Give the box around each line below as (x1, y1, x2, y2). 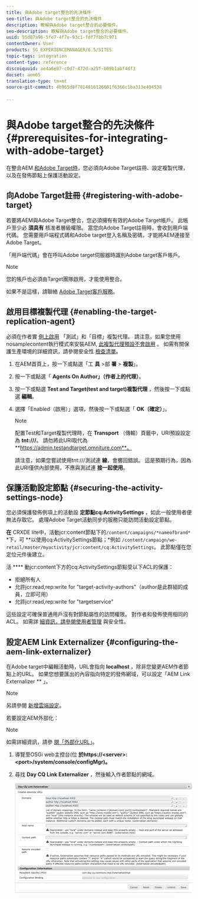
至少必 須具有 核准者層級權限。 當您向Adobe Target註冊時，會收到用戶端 (11, 224, 189, 231)
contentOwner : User (6, 41, 54, 47)
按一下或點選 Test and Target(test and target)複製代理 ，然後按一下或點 (14, 385, 190, 392)
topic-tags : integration (6, 53, 67, 59)
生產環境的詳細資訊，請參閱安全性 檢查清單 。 (11, 347, 121, 354)
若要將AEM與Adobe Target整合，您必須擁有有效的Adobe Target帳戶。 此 (6, 216, 183, 224)
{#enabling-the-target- (70, 307, 157, 317)
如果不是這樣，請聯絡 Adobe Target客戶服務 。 (6, 288, 118, 295)
